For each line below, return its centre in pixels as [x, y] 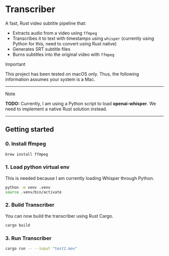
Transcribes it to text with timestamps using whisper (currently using [83, 38]
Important [15, 64]
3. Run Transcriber [28, 238]
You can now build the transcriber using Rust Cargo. [59, 216]
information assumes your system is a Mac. [50, 79]
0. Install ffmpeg [26, 144]
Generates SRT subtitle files [41, 49]
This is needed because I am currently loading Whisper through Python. [80, 178]
